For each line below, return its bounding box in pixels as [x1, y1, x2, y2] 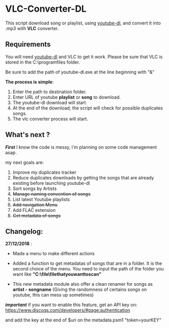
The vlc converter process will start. [12, 116, 88, 122]
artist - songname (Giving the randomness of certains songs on [12, 286, 147, 293]
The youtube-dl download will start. [12, 99, 87, 105]
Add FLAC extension [12, 207, 56, 213]
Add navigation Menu [12, 202, 58, 208]
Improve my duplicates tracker [12, 169, 77, 175]
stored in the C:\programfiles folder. [5, 59, 80, 65]
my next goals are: [5, 159, 44, 166]
